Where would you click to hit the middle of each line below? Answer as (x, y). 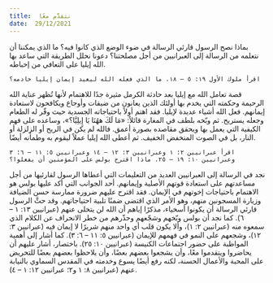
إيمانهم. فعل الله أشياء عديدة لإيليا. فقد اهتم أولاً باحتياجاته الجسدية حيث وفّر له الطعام (137, 111)
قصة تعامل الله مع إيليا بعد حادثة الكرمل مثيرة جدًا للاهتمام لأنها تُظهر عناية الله (126, 94)
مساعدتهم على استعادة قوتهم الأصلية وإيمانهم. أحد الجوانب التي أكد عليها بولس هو (132, 183)
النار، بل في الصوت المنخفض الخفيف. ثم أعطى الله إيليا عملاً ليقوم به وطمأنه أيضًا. (132, 137)
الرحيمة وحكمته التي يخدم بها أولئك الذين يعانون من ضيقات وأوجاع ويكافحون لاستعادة (137, 102)
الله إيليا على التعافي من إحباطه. (58, 64)
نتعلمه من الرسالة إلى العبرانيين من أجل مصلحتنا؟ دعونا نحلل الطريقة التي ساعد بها (134, 55)
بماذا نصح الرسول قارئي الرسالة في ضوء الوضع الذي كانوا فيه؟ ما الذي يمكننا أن (129, 46)
